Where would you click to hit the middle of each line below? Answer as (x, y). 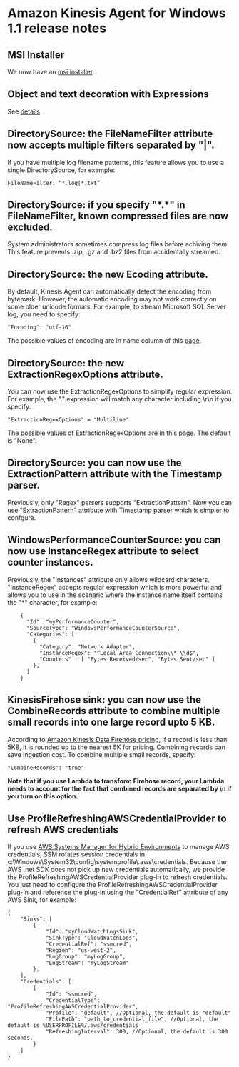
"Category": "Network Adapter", (87, 647)
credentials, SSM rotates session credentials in (76, 854)
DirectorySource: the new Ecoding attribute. (108, 274)
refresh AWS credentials (63, 830)
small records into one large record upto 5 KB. (111, 722)
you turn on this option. (43, 796)
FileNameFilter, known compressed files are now (118, 216)
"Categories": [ (50, 634)
